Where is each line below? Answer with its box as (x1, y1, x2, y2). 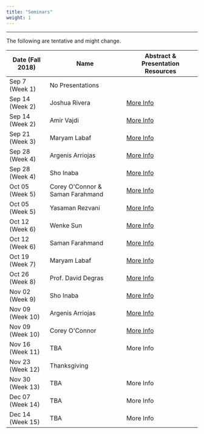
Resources (144, 66, 177, 75)
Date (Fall (12, 55, 41, 64)
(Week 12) (9, 365, 40, 374)
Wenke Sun (49, 221, 83, 229)
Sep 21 (9, 129, 30, 138)
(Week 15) (9, 418, 40, 426)
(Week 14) (9, 400, 40, 408)
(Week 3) (9, 137, 36, 146)
